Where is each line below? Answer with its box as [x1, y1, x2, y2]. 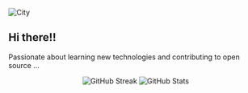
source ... [8, 60, 40, 70]
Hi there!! [8, 30, 57, 44]
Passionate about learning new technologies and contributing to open [8, 52, 241, 62]
